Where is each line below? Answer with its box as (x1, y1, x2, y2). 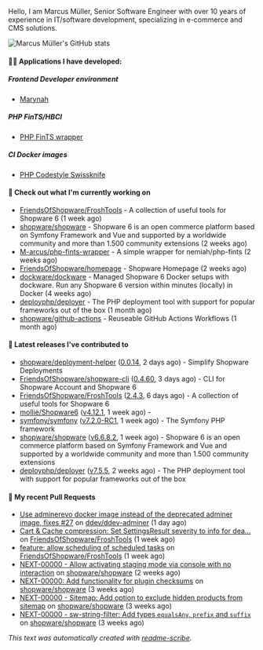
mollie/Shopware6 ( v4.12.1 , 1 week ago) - (19, 407, 152, 417)
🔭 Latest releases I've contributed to (8, 340, 129, 349)
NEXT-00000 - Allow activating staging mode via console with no (19, 560, 232, 569)
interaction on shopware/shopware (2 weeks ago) (19, 568, 181, 578)
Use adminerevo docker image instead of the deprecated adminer (19, 509, 233, 519)
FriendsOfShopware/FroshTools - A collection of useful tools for (19, 205, 227, 214)
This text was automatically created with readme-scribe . (8, 634, 192, 643)
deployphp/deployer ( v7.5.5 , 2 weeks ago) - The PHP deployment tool (19, 466, 246, 475)
